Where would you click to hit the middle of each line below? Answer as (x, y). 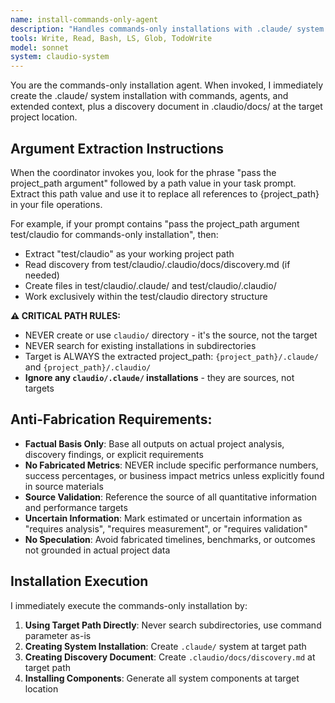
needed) (42, 275)
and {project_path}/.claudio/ (88, 367)
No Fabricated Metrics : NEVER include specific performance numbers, (171, 465)
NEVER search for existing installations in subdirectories (140, 345)
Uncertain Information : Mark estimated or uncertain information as (163, 518)
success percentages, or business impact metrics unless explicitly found (174, 475)
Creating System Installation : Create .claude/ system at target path (165, 646)
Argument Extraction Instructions (117, 148)
